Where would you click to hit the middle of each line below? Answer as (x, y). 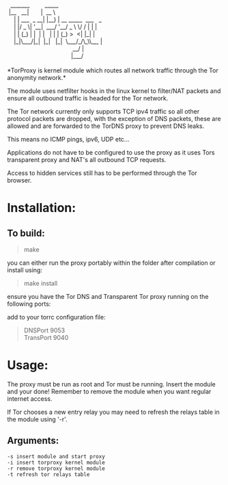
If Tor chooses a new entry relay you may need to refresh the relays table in (113, 412)
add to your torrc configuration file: (56, 317)
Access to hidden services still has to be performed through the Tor (102, 173)
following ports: (29, 304)
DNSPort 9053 (44, 330)
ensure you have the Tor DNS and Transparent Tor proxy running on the (108, 297)
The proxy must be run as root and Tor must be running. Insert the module (112, 384)
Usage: (28, 365)
